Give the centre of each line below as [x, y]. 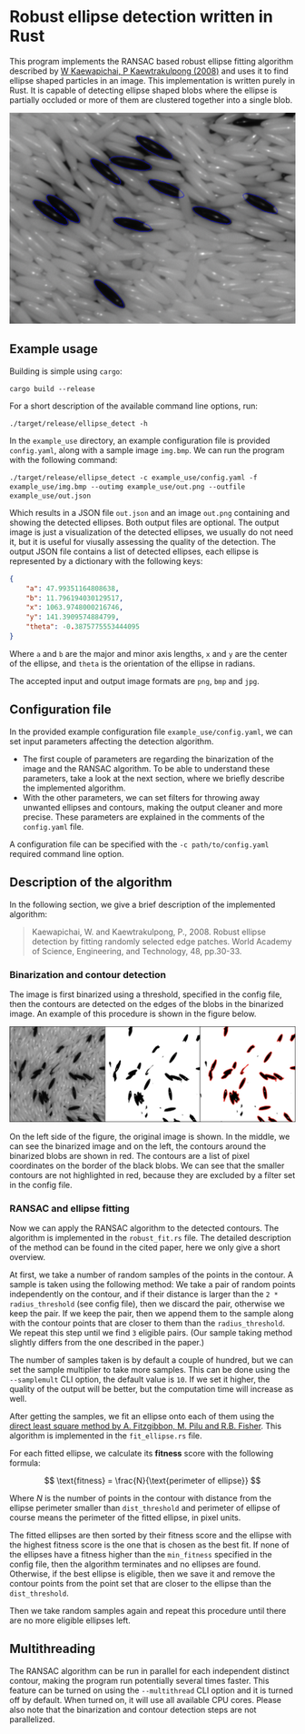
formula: [25, 1463]
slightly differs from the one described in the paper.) [107, 1343]
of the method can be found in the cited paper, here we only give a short [145, 1247]
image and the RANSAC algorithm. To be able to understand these [146, 768]
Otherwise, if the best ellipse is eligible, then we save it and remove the [142, 1574]
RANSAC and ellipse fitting [69, 1208]
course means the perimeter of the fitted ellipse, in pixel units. [125, 1517]
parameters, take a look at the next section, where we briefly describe [153, 778]
